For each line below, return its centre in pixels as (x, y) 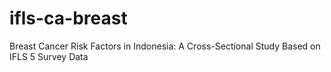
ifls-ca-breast (68, 18)
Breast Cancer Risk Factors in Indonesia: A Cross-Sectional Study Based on (165, 46)
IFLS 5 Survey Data (49, 56)
